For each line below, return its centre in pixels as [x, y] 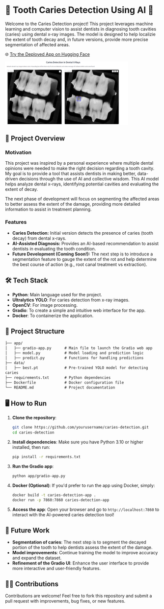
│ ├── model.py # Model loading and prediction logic [74, 353]
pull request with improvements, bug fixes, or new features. [65, 601]
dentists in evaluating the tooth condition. [54, 249]
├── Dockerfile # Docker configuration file [65, 383]
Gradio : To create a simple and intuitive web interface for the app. [79, 311]
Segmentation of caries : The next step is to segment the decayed [79, 542]
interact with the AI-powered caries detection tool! [63, 515]
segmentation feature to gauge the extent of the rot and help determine [84, 259]
